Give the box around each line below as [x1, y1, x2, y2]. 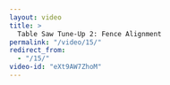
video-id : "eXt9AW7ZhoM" [9, 63, 102, 72]
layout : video [9, 12, 63, 22]
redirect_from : [9, 46, 66, 55]
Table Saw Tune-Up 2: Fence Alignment [17, 29, 163, 38]
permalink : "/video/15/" [9, 37, 102, 47]
